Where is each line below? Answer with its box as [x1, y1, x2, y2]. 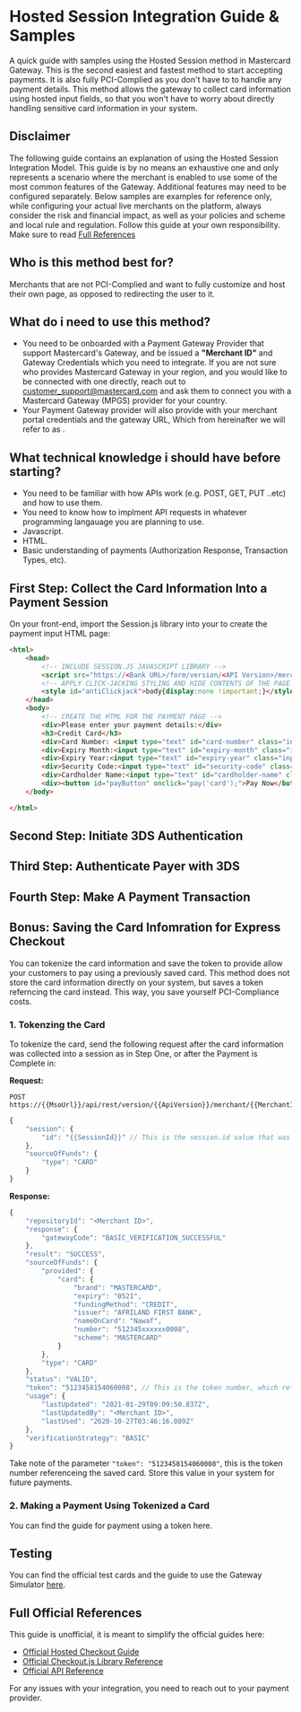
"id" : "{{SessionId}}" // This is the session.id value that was [41, 1133, 291, 1142]
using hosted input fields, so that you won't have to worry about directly [9, 92, 275, 104]
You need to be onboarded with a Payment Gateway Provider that [21, 338, 264, 349]
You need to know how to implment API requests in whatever [21, 507, 247, 518]
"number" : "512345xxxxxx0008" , [73, 1325, 191, 1334]
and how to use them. [21, 497, 103, 508]
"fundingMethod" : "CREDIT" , [73, 1300, 178, 1309]
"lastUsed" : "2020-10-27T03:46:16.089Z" [41, 1417, 194, 1426]
